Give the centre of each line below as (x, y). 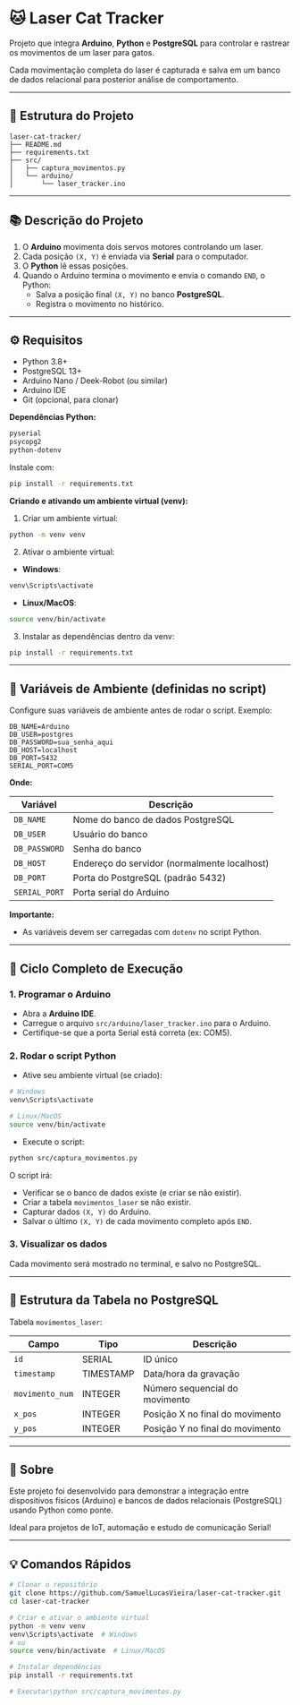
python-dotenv (36, 450)
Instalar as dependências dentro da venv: (98, 636)
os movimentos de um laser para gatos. (82, 52)
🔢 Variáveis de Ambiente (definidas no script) (138, 689)
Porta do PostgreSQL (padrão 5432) (149, 878)
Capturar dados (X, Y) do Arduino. (87, 1212)
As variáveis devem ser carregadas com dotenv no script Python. (142, 932)
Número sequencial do (190, 1388)
